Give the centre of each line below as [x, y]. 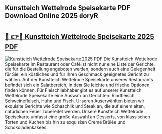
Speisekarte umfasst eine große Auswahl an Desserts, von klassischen [78, 117]
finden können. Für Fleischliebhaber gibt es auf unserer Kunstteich [73, 90]
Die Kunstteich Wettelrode [130, 59]
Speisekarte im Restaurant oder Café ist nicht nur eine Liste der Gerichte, [80, 64]
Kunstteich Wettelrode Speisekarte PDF [68, 8]
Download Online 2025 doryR [52, 16]
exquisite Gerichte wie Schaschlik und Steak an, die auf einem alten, [75, 106]
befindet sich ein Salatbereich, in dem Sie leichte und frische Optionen [77, 85]
